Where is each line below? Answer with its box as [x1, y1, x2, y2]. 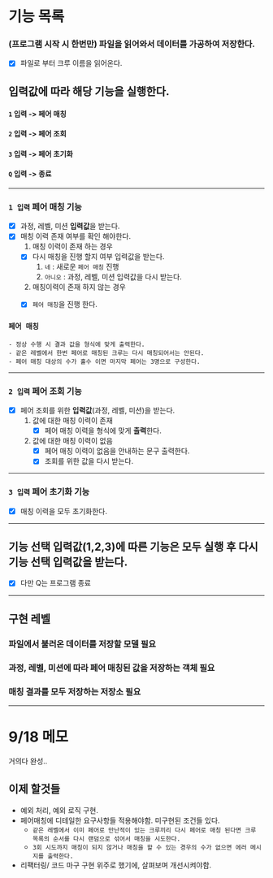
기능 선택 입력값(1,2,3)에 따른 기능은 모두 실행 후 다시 [8, 540, 258, 554]
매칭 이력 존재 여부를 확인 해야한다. [19, 231, 132, 241]
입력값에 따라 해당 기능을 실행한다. [8, 84, 170, 98]
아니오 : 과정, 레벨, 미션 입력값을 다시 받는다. [44, 272, 183, 282]
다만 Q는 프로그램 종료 [19, 578, 92, 588]
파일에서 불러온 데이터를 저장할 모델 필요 [8, 638, 157, 650]
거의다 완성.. [8, 756, 48, 766]
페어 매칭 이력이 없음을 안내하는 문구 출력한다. [44, 446, 190, 456]
